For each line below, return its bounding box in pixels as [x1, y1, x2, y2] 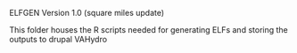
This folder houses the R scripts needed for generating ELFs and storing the [9, 25, 288, 34]
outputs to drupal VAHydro [9, 34, 108, 44]
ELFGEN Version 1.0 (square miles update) [9, 8, 165, 18]
